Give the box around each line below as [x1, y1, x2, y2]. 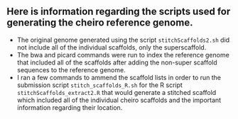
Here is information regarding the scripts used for [6, 6, 231, 18]
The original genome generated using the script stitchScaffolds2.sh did [16, 35, 230, 44]
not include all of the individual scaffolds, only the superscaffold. [16, 42, 207, 52]
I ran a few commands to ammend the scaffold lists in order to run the [16, 73, 222, 81]
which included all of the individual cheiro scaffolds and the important [16, 96, 222, 104]
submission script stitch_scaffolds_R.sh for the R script [16, 81, 183, 89]
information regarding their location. [16, 103, 123, 112]
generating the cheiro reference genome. [6, 17, 193, 29]
